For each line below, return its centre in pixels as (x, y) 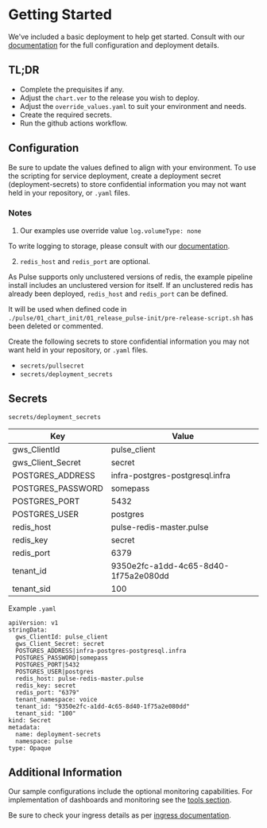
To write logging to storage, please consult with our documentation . (119, 246)
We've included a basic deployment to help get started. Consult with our (126, 37)
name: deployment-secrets (58, 734)
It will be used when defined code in (68, 309)
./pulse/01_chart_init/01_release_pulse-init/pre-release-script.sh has (131, 317)
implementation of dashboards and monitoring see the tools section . (120, 800)
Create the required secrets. (66, 115)
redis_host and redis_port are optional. (85, 261)
